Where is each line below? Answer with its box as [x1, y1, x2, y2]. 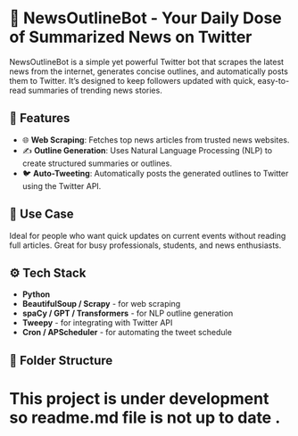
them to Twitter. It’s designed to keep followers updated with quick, [9, 75, 256, 86]
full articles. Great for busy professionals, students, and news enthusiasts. [9, 240, 282, 251]
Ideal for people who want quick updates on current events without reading [9, 230, 286, 241]
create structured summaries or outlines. [21, 158, 172, 169]
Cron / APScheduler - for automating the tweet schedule [21, 327, 232, 338]
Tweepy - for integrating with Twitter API [21, 317, 173, 328]
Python [21, 289, 51, 300]
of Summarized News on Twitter [9, 27, 252, 47]
